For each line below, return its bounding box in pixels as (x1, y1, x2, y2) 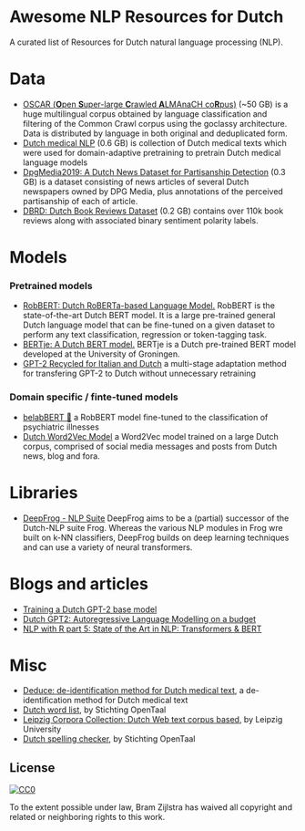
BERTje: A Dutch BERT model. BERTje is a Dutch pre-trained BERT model (22, 339, 297, 350)
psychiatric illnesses (22, 421, 100, 432)
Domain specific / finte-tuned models (9, 390, 179, 403)
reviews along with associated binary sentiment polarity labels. (22, 214, 259, 225)
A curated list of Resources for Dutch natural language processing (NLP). (9, 36, 284, 47)
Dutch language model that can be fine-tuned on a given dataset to (22, 319, 276, 330)
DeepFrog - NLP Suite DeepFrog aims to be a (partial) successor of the (22, 513, 290, 524)
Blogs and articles (9, 573, 148, 594)
